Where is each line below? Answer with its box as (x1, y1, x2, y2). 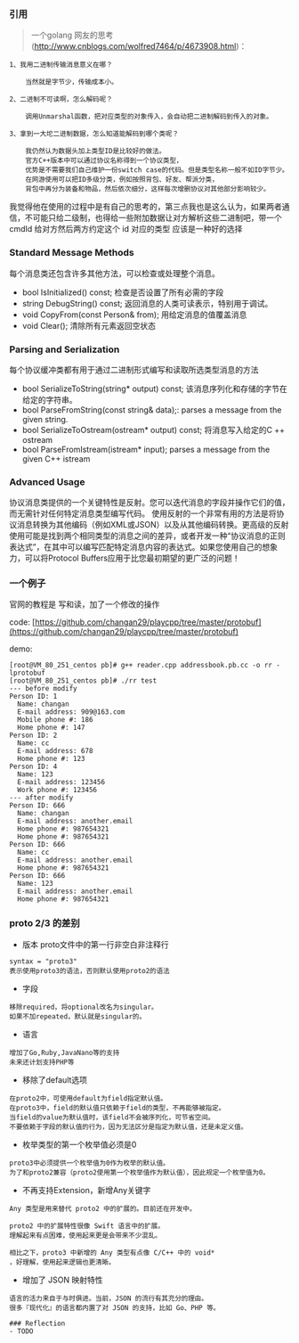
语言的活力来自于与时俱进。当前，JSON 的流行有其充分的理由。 (9, 1294, 208, 1303)
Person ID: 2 (9, 731, 58, 741)
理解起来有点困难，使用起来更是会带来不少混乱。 (9, 1231, 162, 1240)
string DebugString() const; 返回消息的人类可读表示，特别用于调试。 (21, 298, 273, 308)
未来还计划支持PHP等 (9, 1058, 75, 1067)
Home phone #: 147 (17, 724, 86, 733)
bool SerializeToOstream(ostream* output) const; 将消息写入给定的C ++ (21, 424, 286, 435)
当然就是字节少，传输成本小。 (25, 78, 118, 86)
